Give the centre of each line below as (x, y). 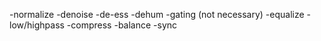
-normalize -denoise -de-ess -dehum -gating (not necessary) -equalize (157, 14)
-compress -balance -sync (122, 25)
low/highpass (37, 25)
